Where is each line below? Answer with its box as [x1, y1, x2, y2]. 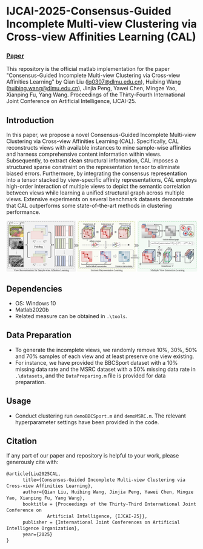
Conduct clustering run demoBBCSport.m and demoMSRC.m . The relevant [15, 412, 186, 419]
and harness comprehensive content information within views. [6, 150, 162, 158]
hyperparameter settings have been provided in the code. [15, 418, 159, 425]
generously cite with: [6, 459, 59, 466]
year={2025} [22, 531, 53, 537]
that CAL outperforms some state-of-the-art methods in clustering [6, 202, 172, 210]
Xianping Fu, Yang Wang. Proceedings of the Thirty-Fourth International [6, 91, 185, 98]
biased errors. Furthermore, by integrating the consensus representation [6, 170, 187, 177]
